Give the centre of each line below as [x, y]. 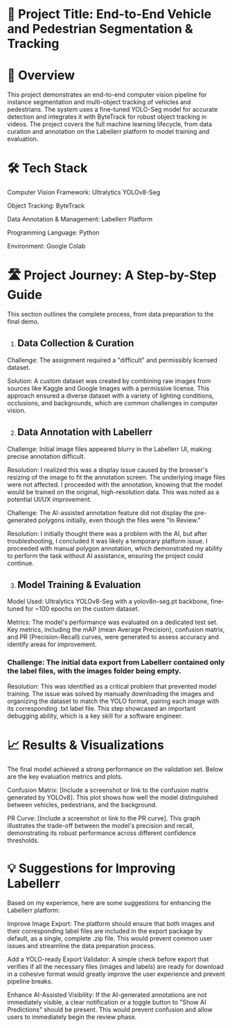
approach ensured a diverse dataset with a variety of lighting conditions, [111, 396]
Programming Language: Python [53, 233]
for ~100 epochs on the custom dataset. [82, 609]
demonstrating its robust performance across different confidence [102, 833]
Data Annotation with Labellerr [85, 432]
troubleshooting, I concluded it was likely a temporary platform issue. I [107, 541]
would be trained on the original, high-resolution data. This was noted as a [113, 491]
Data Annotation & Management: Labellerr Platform [80, 219]
